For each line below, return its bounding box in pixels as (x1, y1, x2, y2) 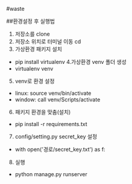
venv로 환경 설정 (14, 78, 55, 84)
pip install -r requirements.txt (14, 121, 87, 127)
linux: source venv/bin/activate (14, 90, 92, 97)
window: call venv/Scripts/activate (14, 96, 101, 103)
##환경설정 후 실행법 (6, 17, 55, 25)
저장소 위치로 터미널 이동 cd (14, 38, 81, 45)
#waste (6, 5, 25, 12)
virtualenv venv (14, 65, 54, 72)
